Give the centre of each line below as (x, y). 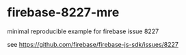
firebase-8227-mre (63, 13)
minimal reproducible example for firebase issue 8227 (83, 31)
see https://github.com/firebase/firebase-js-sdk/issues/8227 (93, 44)
